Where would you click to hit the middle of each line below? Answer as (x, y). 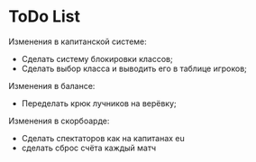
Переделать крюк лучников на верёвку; (99, 103)
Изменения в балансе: (52, 85)
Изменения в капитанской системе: (78, 41)
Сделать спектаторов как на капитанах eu (103, 138)
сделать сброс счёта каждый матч (89, 148)
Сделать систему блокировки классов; (97, 58)
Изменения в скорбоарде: (59, 121)
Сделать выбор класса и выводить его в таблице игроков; (134, 68)
